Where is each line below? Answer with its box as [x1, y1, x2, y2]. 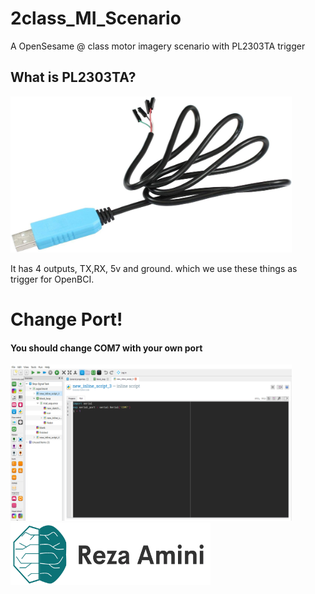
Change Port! [10, 308, 123, 331]
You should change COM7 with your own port [10, 342, 203, 354]
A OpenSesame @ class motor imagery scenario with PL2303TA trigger [10, 40, 306, 52]
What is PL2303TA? [10, 69, 137, 86]
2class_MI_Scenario [10, 7, 182, 30]
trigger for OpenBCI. [10, 273, 95, 285]
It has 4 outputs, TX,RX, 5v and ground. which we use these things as [10, 262, 298, 274]
